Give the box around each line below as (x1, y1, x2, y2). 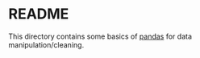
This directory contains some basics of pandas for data (8, 31, 192, 41)
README (8, 5, 69, 23)
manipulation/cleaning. (8, 39, 85, 49)
